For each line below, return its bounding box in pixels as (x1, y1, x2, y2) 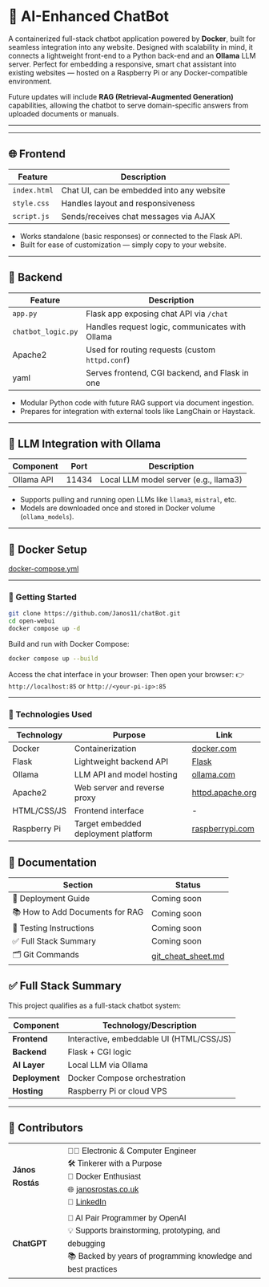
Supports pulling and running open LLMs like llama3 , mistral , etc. (19, 495, 237, 505)
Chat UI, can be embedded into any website (61, 185, 226, 196)
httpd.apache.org (191, 787, 257, 798)
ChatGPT (12, 1239, 47, 1248)
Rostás (12, 1178, 40, 1188)
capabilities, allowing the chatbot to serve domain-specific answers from (8, 100, 249, 110)
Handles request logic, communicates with (85, 321, 247, 332)
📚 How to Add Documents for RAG (12, 907, 144, 918)
